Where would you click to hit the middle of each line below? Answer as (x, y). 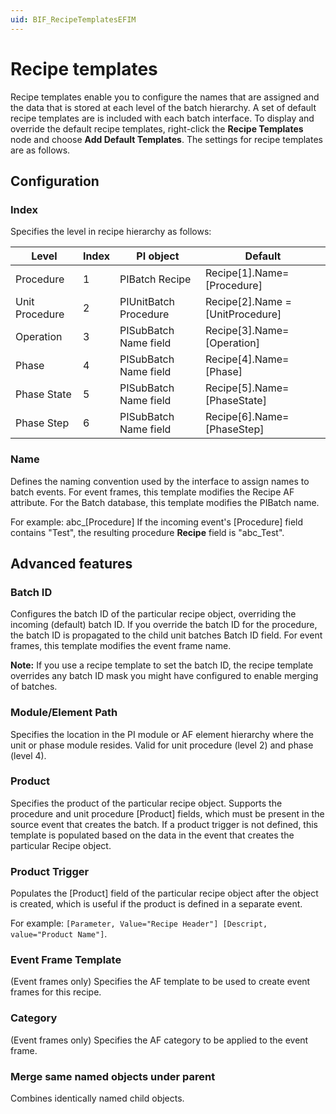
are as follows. (40, 150)
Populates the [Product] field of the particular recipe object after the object (164, 893)
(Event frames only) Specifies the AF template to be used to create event (160, 982)
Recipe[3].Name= (247, 331)
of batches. (34, 687)
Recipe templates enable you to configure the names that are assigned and (165, 97)
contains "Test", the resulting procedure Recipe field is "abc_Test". (147, 532)
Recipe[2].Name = (248, 302)
